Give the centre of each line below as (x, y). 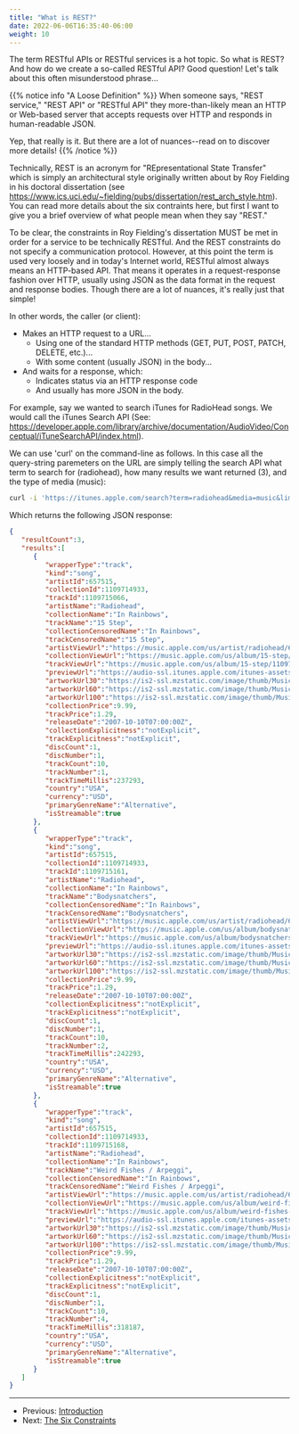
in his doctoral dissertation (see (67, 187)
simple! (23, 299)
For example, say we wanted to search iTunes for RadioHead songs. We (141, 408)
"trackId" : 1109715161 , (87, 872)
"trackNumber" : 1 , (77, 772)
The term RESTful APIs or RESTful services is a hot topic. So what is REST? (147, 60)
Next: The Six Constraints (69, 1421)
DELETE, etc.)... (64, 352)
